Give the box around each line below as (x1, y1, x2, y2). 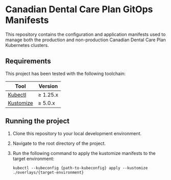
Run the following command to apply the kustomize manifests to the (12, 150, 156, 156)
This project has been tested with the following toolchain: (5, 70, 126, 76)
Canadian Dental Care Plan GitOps (5, 4, 153, 15)
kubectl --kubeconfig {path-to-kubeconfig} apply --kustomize (12, 165, 148, 170)
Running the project (5, 117, 70, 125)
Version (38, 83, 58, 90)
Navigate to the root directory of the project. (12, 140, 106, 146)
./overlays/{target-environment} (12, 170, 84, 175)
